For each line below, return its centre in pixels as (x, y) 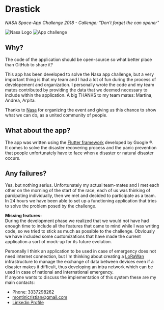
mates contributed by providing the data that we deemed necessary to (76, 90)
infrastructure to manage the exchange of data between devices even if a (79, 262)
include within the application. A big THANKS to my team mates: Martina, (79, 95)
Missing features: (24, 216)
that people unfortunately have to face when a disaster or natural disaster (79, 153)
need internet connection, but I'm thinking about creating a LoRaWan (75, 256)
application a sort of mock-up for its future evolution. (58, 242)
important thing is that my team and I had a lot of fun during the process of (81, 79)
